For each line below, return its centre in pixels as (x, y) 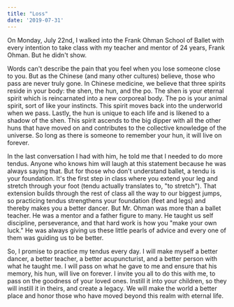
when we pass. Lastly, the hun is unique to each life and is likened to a (108, 113)
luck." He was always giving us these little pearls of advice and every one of (117, 230)
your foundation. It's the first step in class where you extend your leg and (112, 178)
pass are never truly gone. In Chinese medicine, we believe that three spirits (116, 83)
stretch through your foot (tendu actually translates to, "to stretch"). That (112, 186)
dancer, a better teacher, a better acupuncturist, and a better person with (112, 258)
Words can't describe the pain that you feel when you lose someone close (114, 68)
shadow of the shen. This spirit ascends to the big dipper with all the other (114, 120)
